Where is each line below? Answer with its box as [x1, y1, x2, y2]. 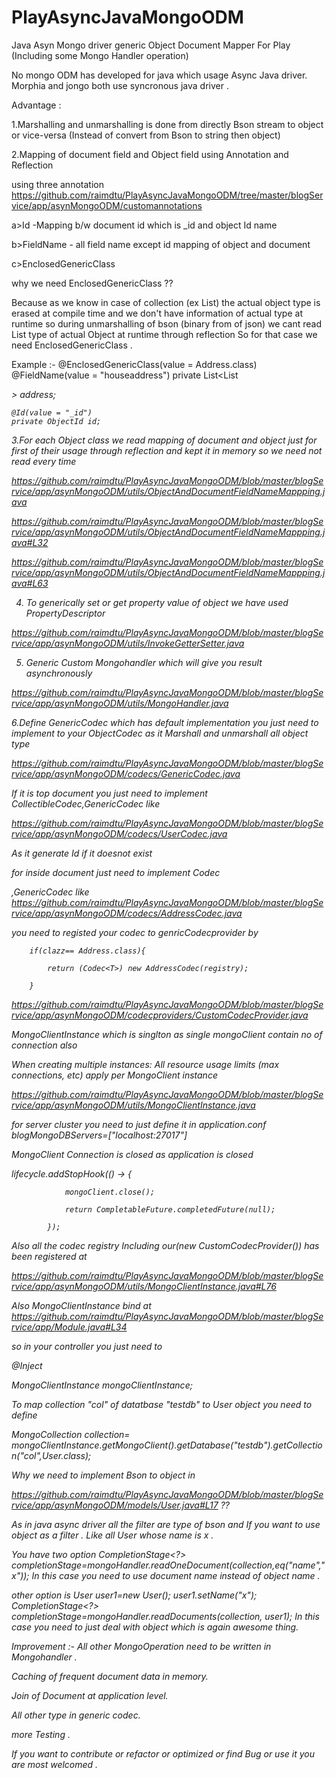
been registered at [11, 1250, 88, 1262]
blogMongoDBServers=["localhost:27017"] [11, 1129, 188, 1141]
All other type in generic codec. [11, 1709, 141, 1721]
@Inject [11, 1359, 43, 1371]
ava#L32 [11, 536, 49, 548]
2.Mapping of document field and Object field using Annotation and [11, 148, 289, 160]
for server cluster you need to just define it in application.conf [11, 1118, 267, 1130]
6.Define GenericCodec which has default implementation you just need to [11, 716, 319, 728]
